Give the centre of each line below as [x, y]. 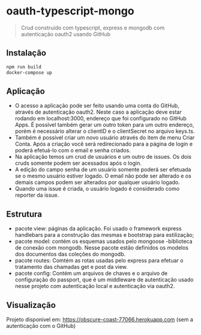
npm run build [24, 67]
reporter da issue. [37, 195]
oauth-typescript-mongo [70, 11]
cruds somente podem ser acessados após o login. [78, 163]
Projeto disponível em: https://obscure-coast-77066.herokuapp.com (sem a [100, 319]
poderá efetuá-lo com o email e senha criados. [73, 150]
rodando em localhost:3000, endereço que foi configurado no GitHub [101, 118]
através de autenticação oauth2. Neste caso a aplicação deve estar [98, 112]
